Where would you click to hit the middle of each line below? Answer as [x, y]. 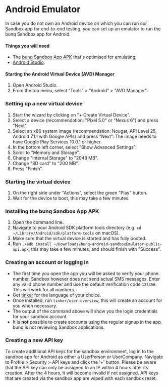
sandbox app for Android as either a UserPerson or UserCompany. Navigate [84, 357]
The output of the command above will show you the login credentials [85, 311]
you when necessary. [35, 305]
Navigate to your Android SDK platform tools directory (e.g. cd [77, 228]
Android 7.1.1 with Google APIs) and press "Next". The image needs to [85, 136]
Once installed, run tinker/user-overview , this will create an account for [87, 300]
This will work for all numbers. [44, 289]
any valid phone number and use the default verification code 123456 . [85, 284]
